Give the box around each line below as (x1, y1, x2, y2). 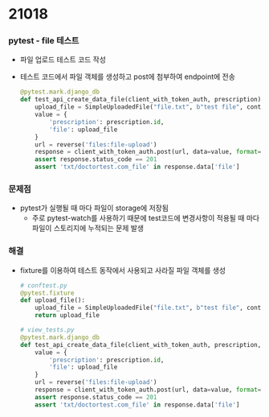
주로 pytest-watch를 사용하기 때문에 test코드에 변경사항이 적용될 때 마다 (31, 213, 259, 223)
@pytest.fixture (19, 289, 75, 297)
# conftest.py (19, 281, 67, 290)
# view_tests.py (19, 326, 75, 334)
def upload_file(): (19, 296, 86, 304)
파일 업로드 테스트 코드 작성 (19, 55, 107, 64)
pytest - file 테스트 (8, 35, 79, 47)
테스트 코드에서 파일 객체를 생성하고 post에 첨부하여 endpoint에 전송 (19, 72, 235, 81)
